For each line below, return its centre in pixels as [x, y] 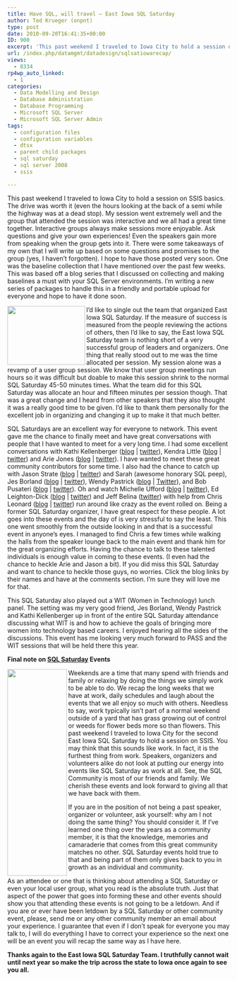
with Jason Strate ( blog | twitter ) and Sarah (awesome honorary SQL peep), [117, 474]
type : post [23, 27]
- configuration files [47, 132]
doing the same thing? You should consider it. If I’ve [143, 822]
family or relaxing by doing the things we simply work [146, 680]
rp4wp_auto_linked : [36, 73]
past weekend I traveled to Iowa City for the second [143, 733]
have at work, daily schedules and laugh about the [141, 695]
